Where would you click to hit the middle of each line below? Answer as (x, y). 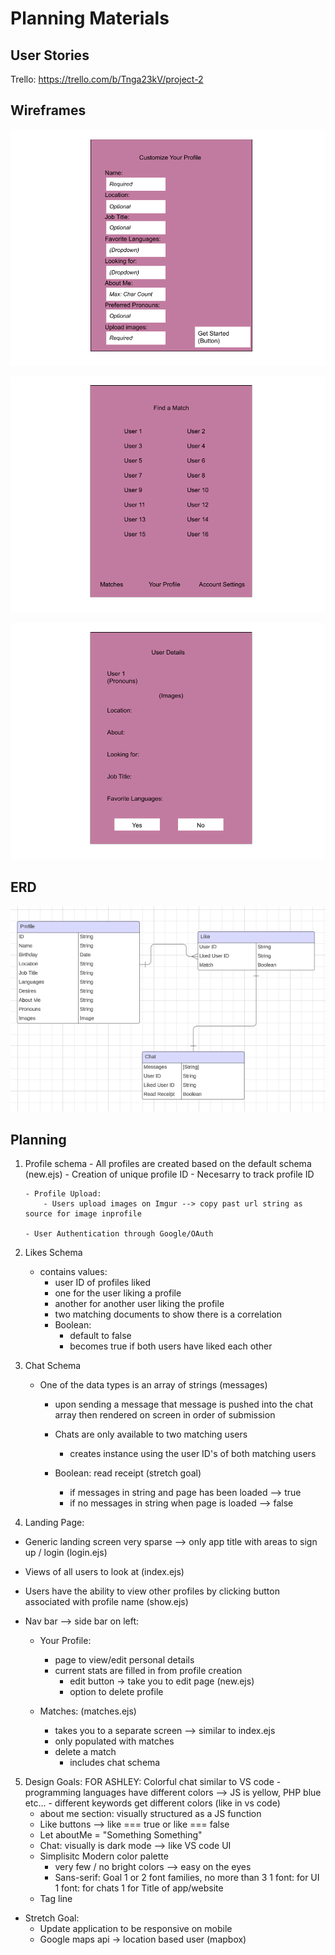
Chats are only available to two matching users (151, 1434)
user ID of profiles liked (103, 1282)
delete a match (85, 1751)
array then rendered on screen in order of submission (165, 1414)
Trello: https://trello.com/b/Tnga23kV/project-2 (107, 79)
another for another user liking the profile (139, 1303)
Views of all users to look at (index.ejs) (104, 1571)
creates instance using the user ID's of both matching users (193, 1453)
